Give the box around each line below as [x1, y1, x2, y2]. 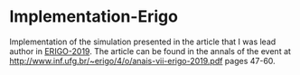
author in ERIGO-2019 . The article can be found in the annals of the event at [9, 45, 292, 56]
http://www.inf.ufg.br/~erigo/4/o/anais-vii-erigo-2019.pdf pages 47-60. [9, 55, 276, 66]
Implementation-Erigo [9, 6, 179, 27]
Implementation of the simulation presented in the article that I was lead [9, 36, 277, 47]
